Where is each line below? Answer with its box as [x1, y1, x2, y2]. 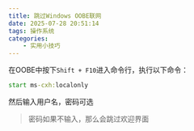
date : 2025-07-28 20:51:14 [8, 19, 99, 27]
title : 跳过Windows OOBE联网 [8, 11, 102, 20]
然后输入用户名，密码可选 [8, 97, 94, 106]
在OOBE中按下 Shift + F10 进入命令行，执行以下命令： [8, 65, 188, 75]
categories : [8, 34, 48, 43]
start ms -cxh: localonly [8, 82, 89, 90]
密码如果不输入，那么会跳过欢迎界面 [27, 114, 150, 124]
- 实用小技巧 [23, 42, 61, 50]
